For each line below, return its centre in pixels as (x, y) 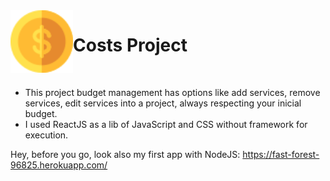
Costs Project (130, 45)
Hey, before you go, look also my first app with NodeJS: (125, 154)
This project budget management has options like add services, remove (172, 92)
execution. (46, 135)
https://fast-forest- (281, 154)
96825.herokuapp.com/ (59, 165)
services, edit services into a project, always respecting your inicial (163, 103)
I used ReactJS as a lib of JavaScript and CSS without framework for (166, 124)
